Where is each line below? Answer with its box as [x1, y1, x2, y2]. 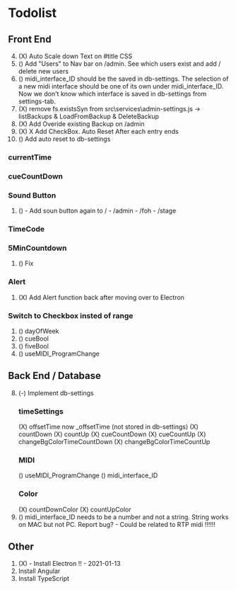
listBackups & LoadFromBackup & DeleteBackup [18, 112, 160, 120]
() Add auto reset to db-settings [18, 135, 111, 143]
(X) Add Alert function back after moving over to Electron [18, 293, 184, 302]
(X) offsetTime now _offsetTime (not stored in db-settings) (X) [18, 423, 199, 431]
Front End [8, 33, 52, 45]
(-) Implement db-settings [18, 388, 94, 397]
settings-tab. [18, 97, 56, 106]
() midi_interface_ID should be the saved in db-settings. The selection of [18, 74, 229, 83]
